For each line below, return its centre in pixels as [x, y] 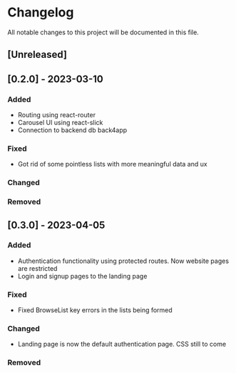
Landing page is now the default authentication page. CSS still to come [122, 344]
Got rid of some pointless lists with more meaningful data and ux [113, 164]
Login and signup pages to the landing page [82, 276]
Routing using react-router [57, 115]
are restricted [37, 268]
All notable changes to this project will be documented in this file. [103, 32]
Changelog [41, 13]
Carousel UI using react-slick [60, 123]
